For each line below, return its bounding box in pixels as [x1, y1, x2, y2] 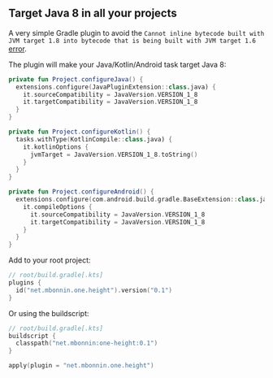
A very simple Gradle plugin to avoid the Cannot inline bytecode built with [8, 28, 265, 37]
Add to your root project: [8, 255, 91, 265]
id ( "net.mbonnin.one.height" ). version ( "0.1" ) [15, 286, 173, 294]
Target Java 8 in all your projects [8, 7, 177, 20]
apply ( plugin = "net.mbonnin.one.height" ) [8, 362, 154, 370]
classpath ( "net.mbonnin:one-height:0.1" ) [15, 339, 158, 348]
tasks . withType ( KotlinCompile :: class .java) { [15, 135, 173, 143]
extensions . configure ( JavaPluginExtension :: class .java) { [15, 83, 217, 91]
